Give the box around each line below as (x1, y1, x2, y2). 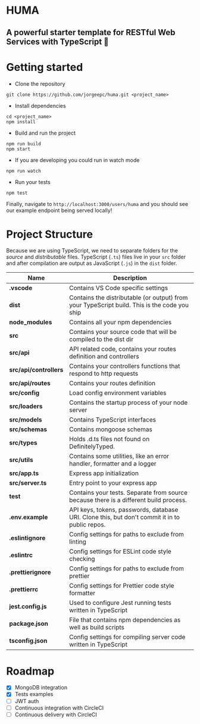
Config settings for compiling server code (69, 633, 186, 641)
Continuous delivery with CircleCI (14, 711, 97, 718)
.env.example (9, 513, 48, 522)
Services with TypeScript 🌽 (6, 36, 109, 46)
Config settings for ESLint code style (69, 547, 171, 556)
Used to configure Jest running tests (69, 599, 171, 607)
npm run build (6, 141, 42, 146)
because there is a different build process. (69, 496, 187, 504)
